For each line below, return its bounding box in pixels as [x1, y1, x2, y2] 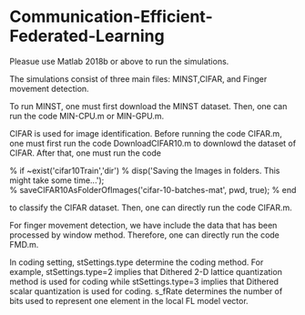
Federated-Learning [9, 25, 166, 46]
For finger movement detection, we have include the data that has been [9, 219, 278, 230]
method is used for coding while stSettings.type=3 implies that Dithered [9, 276, 280, 287]
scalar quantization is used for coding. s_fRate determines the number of [9, 285, 283, 297]
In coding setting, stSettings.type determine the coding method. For [9, 257, 264, 268]
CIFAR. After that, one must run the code [9, 147, 162, 158]
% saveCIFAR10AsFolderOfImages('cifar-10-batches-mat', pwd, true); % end [9, 184, 297, 195]
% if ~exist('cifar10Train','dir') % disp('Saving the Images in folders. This [9, 165, 280, 176]
